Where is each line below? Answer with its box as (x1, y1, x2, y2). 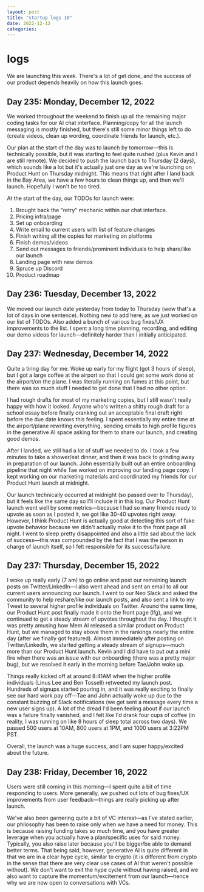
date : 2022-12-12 (7, 20, 51, 26)
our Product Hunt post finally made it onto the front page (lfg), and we (7, 609, 182, 616)
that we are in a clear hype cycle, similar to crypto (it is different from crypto (7, 853, 197, 860)
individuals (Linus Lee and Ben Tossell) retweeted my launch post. (7, 679, 172, 687)
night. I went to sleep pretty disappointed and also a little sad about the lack (7, 530, 196, 537)
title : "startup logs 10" (7, 15, 72, 21)
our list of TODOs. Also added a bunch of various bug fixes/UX (7, 318, 164, 325)
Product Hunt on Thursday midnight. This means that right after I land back (7, 170, 195, 177)
